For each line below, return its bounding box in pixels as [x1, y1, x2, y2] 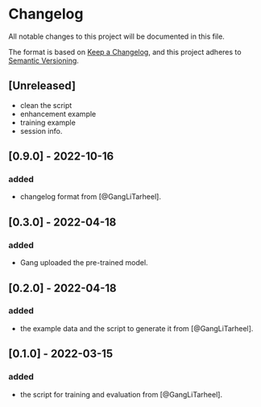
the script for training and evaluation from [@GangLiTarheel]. [19, 389, 223, 399]
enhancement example [19, 109, 97, 118]
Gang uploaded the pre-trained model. [19, 258, 148, 268]
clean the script [19, 100, 72, 110]
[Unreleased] [8, 79, 77, 93]
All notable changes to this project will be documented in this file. [8, 31, 226, 41]
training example [19, 118, 77, 127]
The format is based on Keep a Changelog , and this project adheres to [8, 47, 242, 56]
